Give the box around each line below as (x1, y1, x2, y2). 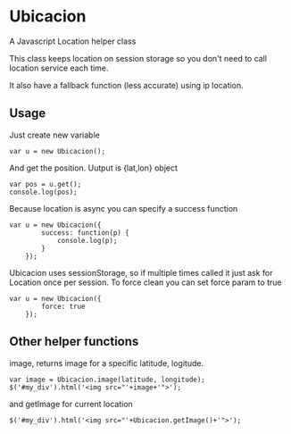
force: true (41, 302, 87, 311)
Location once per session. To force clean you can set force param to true (9, 277, 283, 288)
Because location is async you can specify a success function (9, 203, 238, 213)
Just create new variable (9, 129, 100, 140)
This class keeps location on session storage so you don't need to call (9, 53, 268, 63)
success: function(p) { (41, 228, 129, 238)
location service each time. (9, 63, 109, 73)
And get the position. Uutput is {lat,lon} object (9, 163, 179, 173)
